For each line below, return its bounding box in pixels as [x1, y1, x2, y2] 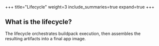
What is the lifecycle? [5, 18, 72, 26]
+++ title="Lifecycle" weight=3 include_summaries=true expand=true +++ [5, 4, 155, 10]
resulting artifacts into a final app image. [5, 35, 86, 41]
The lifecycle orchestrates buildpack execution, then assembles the [5, 31, 141, 36]
